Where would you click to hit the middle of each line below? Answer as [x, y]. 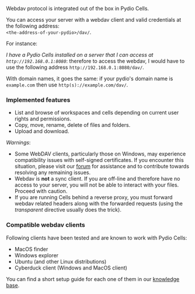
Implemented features [38, 100]
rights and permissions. [43, 119]
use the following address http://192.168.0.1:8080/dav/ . [75, 67]
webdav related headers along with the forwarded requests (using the [98, 203]
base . [13, 285]
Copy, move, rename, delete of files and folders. [72, 125]
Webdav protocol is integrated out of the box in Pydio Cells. [78, 8]
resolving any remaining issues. [53, 172]
